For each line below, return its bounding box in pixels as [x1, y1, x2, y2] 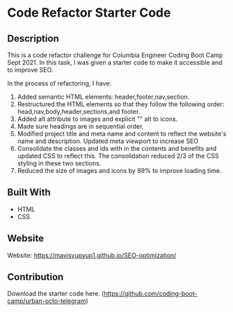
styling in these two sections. [17, 159, 102, 167]
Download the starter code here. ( [7, 290, 104, 298]
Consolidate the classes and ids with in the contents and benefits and [17, 145, 217, 152]
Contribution [7, 271, 64, 283]
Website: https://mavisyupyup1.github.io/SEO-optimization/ [7, 251, 177, 259]
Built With [7, 186, 51, 199]
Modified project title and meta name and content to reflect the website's [17, 130, 227, 138]
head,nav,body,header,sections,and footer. [17, 108, 140, 115]
